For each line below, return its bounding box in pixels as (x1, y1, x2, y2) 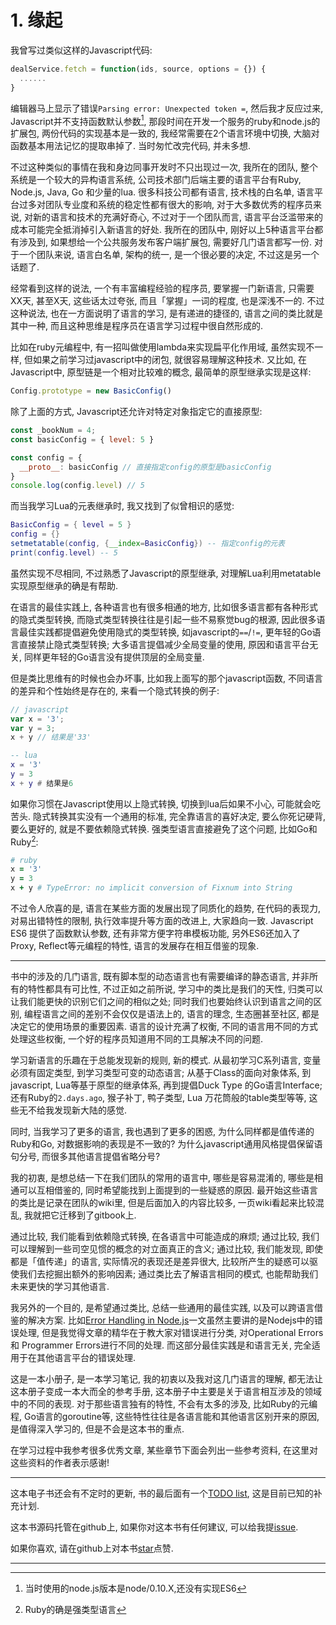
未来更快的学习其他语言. (10, 1281, 110, 1292)
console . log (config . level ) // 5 (10, 481, 145, 491)
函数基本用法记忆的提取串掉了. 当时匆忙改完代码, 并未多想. (10, 140, 251, 152)
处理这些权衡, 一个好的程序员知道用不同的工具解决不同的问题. (10, 1033, 264, 1045)
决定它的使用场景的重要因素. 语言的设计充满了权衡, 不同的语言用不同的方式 (10, 1021, 318, 1032)
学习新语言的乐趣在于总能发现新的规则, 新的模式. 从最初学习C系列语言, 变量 (10, 1054, 322, 1066)
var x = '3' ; (10, 714, 65, 724)
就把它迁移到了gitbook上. (32, 1209, 137, 1221)
